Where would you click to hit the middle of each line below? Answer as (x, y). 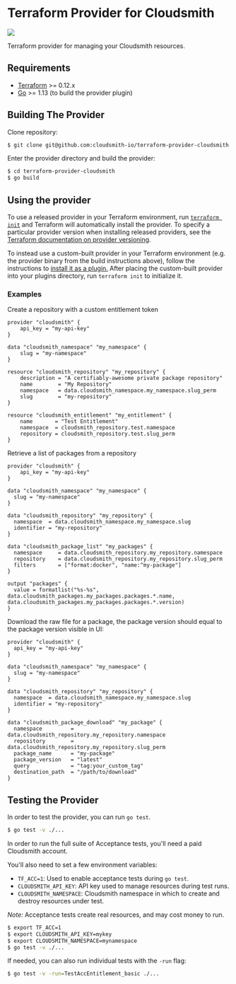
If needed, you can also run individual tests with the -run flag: (97, 961)
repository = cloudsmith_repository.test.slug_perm (98, 434)
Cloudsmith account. (38, 851)
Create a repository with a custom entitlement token (83, 310)
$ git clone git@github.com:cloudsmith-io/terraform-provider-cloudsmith (118, 145)
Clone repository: (33, 132)
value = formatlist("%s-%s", (57, 590)
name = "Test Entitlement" (69, 422)
